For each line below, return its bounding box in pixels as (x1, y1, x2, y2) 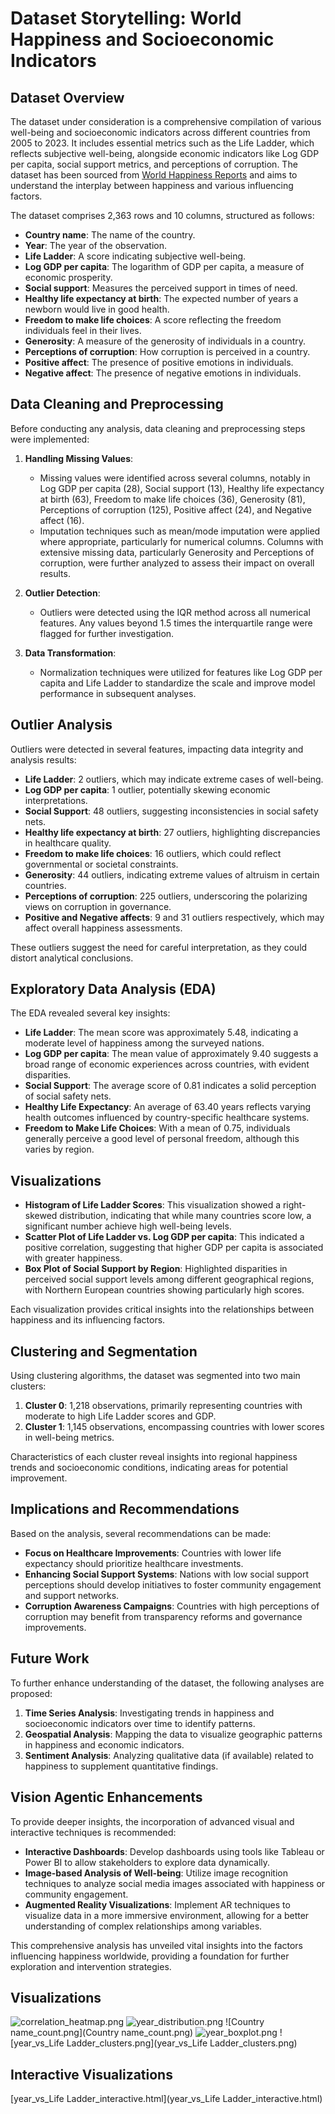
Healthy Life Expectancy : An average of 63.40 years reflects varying (24, 1101, 312, 1113)
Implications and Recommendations (10, 1501, 240, 1518)
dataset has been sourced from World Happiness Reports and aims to (10, 169, 298, 181)
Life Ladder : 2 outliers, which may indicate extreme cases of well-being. (24, 773, 324, 785)
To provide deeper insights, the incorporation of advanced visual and (10, 1815, 295, 1827)
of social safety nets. (24, 1090, 112, 1102)
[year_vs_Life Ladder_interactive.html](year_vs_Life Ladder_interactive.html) (10, 2093, 323, 2105)
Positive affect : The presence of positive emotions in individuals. (24, 357, 294, 368)
